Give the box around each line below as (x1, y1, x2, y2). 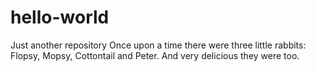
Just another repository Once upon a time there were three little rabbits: (10, 39, 307, 51)
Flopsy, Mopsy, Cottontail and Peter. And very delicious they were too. (10, 49, 300, 61)
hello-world (10, 6, 110, 29)
